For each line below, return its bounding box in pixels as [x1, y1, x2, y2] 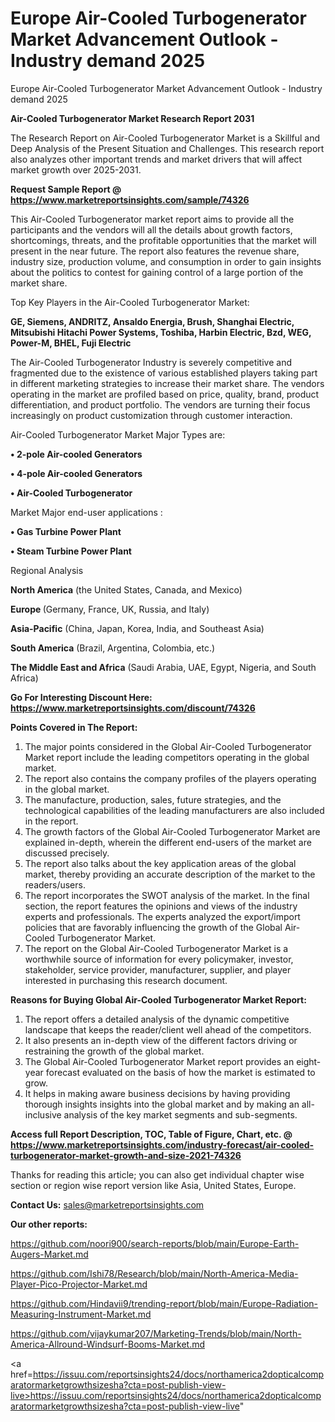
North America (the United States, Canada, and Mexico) [10, 583, 243, 596]
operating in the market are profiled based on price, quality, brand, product [10, 388, 320, 400]
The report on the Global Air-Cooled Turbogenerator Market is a [24, 942, 289, 954]
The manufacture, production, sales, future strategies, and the [24, 793, 282, 806]
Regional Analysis [10, 564, 84, 576]
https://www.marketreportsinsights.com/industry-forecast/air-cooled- [10, 1138, 315, 1151]
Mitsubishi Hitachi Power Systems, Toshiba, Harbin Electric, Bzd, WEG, [10, 326, 312, 338]
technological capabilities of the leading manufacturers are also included [24, 804, 325, 816]
